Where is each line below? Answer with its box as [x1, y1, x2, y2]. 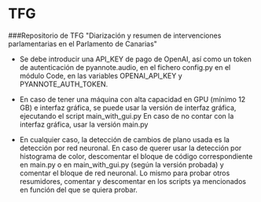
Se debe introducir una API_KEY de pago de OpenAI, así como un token [19, 54, 252, 64]
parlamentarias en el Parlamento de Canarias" [8, 39, 157, 48]
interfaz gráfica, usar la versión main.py [19, 119, 149, 129]
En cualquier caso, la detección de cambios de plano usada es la [19, 134, 230, 144]
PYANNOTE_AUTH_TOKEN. [19, 79, 108, 89]
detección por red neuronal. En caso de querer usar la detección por [19, 143, 242, 152]
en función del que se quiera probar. [19, 185, 138, 194]
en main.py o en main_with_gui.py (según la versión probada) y [19, 160, 224, 169]
